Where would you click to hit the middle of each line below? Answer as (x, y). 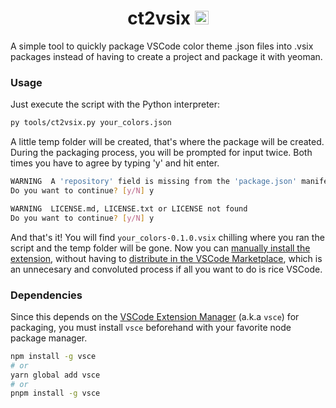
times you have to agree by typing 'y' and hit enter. (115, 163)
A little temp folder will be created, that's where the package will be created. (167, 142)
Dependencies (46, 295)
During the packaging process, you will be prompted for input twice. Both (161, 153)
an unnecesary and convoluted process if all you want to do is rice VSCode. (166, 269)
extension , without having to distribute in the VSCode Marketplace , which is (166, 258)
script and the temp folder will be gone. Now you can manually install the (160, 248)
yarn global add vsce (55, 375)
